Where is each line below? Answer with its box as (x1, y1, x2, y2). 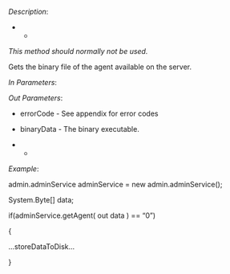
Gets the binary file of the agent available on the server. (8, 62, 192, 72)
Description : (8, 7, 49, 16)
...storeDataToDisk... (8, 242, 75, 252)
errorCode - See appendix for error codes (19, 108, 159, 118)
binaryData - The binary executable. (19, 125, 140, 133)
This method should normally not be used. (8, 47, 148, 55)
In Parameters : (8, 78, 58, 87)
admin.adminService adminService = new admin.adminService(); (8, 180, 223, 189)
